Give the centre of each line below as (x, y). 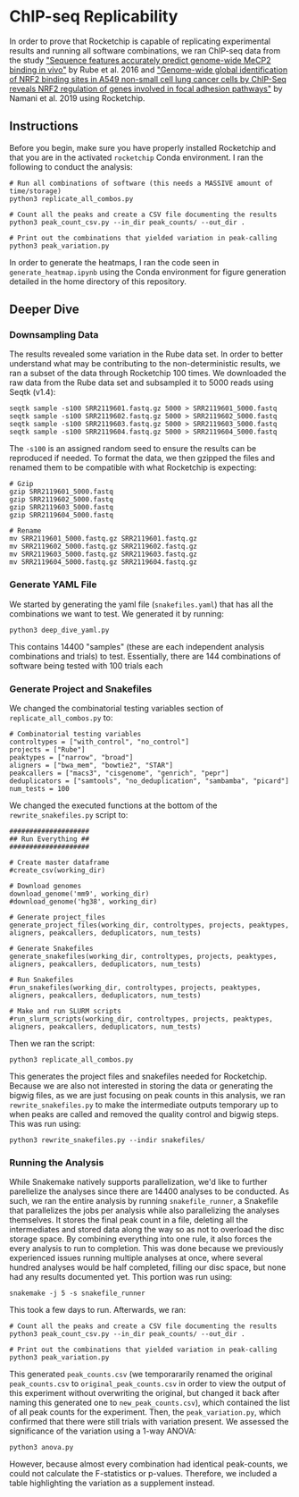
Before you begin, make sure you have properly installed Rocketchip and (143, 147)
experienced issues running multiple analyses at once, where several (136, 1258)
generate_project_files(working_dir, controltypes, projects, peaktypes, (149, 925)
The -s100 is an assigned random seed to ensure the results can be (133, 449)
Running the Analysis (57, 1162)
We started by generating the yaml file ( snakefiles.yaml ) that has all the (141, 604)
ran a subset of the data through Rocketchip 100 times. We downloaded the (148, 374)
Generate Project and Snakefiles (81, 688)
